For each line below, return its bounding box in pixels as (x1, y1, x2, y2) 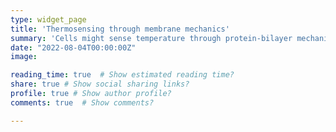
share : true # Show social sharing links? (10, 79, 190, 90)
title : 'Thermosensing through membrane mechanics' (10, 24, 230, 34)
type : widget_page (10, 14, 87, 25)
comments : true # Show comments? (10, 97, 155, 108)
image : (10, 52, 38, 62)
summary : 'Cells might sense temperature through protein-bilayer (10, 33, 293, 43)
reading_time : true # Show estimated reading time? (10, 70, 235, 80)
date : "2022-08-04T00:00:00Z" (10, 42, 137, 53)
